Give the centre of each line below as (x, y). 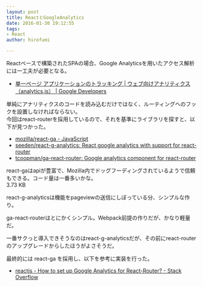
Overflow (26, 277)
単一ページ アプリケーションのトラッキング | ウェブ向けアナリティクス (103, 83)
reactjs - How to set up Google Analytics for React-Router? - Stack (98, 271)
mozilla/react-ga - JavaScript (52, 139)
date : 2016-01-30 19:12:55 (40, 23)
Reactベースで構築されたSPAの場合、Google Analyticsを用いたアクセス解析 (101, 63)
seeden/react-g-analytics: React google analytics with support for (98, 145)
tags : (13, 29)
